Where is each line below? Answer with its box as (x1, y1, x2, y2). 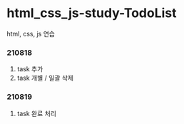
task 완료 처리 (16, 109, 56, 118)
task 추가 (16, 65, 44, 73)
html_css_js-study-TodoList (6, 5, 177, 21)
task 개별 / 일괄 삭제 (16, 73, 74, 83)
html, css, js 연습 (6, 29, 55, 38)
